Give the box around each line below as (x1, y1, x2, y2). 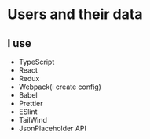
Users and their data (7, 5, 143, 23)
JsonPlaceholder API (18, 123, 87, 133)
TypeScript (18, 57, 55, 66)
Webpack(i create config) (18, 82, 101, 91)
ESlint (18, 107, 38, 116)
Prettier (18, 99, 43, 108)
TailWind (18, 116, 48, 124)
